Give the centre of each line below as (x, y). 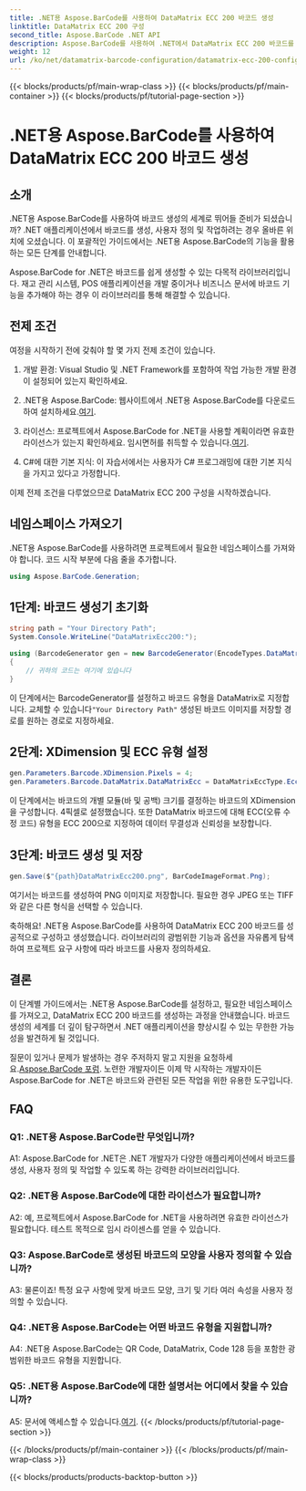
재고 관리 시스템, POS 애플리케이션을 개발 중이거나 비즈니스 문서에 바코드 (151, 283)
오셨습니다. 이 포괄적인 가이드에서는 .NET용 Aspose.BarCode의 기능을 (152, 241)
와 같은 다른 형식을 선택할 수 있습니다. (76, 906)
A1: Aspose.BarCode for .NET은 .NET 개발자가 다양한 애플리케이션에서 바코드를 (153, 1158)
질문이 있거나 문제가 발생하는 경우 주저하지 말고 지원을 (106, 1057)
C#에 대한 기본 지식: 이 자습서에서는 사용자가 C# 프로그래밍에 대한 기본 (149, 461)
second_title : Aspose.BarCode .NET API (85, 35)
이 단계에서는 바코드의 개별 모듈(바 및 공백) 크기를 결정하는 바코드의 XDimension (153, 801)
